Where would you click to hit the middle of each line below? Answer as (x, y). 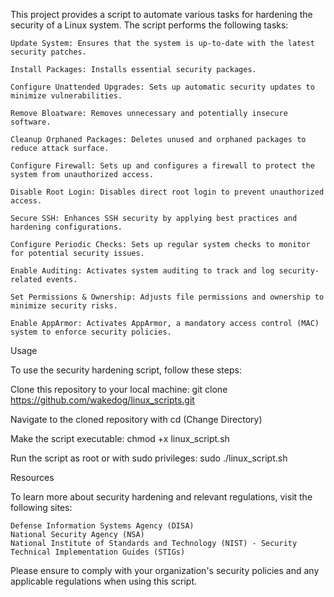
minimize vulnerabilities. (66, 96)
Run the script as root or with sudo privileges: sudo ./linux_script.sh (149, 458)
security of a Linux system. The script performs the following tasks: (149, 25)
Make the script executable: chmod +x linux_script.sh (120, 438)
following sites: (41, 507)
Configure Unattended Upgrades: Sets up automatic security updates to (162, 87)
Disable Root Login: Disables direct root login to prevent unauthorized (167, 192)
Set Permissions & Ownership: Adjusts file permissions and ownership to (167, 297)
